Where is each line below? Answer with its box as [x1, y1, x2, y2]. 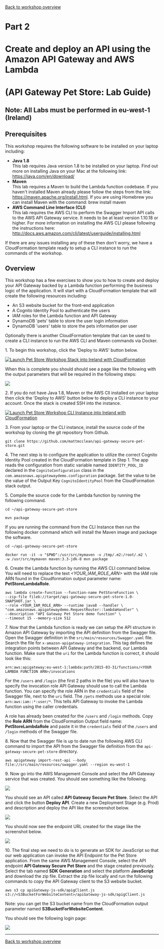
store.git [5, 443, 25, 448]
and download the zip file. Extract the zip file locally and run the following [5, 873, 153, 879]
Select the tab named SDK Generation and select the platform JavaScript [5, 868, 154, 874]
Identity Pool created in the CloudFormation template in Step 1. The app [5, 457, 149, 463]
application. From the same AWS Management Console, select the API [5, 857, 146, 863]
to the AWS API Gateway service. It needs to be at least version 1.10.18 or [12, 215, 159, 221]
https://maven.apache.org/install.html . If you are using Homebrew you [12, 194, 153, 200]
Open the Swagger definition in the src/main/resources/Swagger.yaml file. [5, 634, 153, 641]
